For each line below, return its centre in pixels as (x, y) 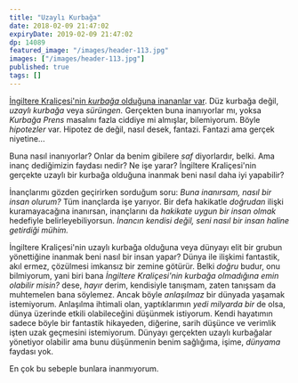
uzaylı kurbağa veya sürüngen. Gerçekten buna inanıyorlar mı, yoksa (136, 110)
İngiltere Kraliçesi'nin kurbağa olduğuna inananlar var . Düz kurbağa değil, (144, 101)
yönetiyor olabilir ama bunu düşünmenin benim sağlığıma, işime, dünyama (145, 342)
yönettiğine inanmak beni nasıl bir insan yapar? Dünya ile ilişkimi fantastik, (145, 257)
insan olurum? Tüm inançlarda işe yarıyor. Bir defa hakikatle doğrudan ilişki (147, 201)
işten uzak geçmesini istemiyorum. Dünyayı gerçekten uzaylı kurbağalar (141, 332)
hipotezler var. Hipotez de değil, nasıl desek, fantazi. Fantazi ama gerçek (142, 129)
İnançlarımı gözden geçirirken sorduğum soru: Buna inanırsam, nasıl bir (141, 191)
